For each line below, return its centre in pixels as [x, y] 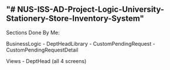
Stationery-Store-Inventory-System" [75, 19]
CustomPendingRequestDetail [42, 50]
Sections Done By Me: [33, 32]
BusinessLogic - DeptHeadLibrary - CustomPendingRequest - [81, 43]
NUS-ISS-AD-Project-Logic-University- [91, 10]
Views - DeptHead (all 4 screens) [46, 61]
